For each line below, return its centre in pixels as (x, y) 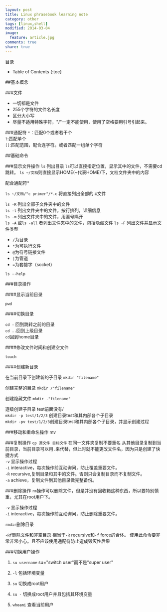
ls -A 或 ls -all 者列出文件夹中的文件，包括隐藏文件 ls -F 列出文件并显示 (81, 223)
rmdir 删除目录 (19, 524)
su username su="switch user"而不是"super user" (63, 562)
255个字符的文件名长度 (36, 109)
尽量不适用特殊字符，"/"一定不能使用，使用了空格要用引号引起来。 (81, 122)
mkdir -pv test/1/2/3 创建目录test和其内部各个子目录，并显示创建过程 (77, 421)
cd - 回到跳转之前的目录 (30, 324)
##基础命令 (17, 155)
